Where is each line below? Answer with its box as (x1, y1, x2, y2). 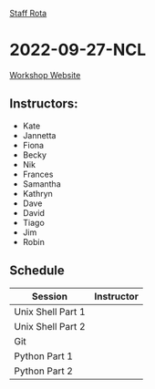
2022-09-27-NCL (9, 40, 147, 60)
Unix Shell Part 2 (14, 320, 86, 333)
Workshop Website (9, 69, 81, 80)
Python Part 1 (14, 350, 73, 363)
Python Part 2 (14, 364, 73, 377)
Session (31, 290, 68, 302)
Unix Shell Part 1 (14, 305, 86, 318)
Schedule (9, 263, 66, 279)
